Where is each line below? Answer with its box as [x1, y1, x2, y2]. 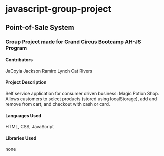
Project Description [5, 79, 47, 85]
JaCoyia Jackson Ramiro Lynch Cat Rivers [5, 68, 93, 74]
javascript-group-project [5, 3, 112, 15]
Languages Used [5, 112, 42, 118]
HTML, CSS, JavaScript [5, 124, 54, 130]
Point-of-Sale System [5, 23, 74, 32]
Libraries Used [5, 135, 37, 141]
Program [5, 44, 27, 51]
